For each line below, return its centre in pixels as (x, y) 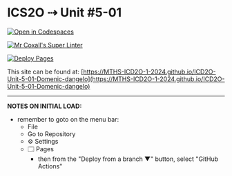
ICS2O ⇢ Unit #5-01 (65, 13)
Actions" (50, 166)
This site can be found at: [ (45, 71)
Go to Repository (51, 134)
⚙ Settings (43, 141)
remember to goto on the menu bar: (68, 119)
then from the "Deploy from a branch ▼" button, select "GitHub (128, 159)
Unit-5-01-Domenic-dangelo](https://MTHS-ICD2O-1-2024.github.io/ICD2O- (116, 79)
